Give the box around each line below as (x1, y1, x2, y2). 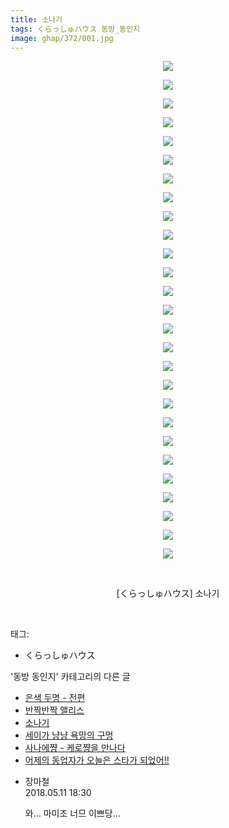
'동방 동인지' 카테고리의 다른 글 (10, 671, 131, 683)
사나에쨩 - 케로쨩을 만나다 (24, 742, 126, 754)
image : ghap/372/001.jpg (10, 33, 114, 43)
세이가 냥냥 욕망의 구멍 (24, 729, 114, 741)
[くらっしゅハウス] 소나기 (116, 587, 220, 600)
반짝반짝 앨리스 (24, 704, 85, 716)
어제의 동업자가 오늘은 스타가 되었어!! (24, 754, 170, 766)
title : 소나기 (10, 14, 63, 25)
